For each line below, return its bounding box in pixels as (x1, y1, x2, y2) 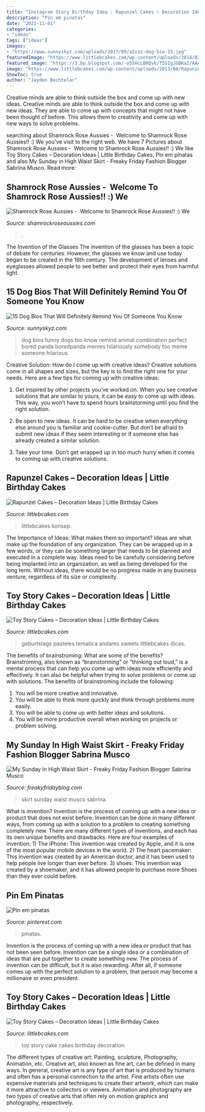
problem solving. (15, 722, 58, 730)
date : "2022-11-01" (6, 20, 56, 26)
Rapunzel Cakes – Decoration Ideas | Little (6, 473, 170, 483)
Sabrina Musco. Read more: (6, 164, 76, 172)
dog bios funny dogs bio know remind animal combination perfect (21, 336, 187, 343)
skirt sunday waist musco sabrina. (21, 796, 107, 803)
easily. (15, 703, 32, 710)
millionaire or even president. (6, 975, 79, 981)
